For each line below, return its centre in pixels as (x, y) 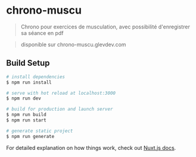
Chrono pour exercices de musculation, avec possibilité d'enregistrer (105, 27)
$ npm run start (26, 120)
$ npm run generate (30, 136)
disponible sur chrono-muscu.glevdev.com (73, 44)
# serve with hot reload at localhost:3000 (61, 93)
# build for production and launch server (60, 109)
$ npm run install (29, 82)
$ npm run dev (24, 98)
